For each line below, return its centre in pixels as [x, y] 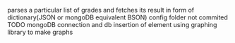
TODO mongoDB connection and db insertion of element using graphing [112, 25]
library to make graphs [40, 32]
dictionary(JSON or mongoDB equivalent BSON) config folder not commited [117, 17]
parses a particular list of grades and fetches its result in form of [101, 10]
